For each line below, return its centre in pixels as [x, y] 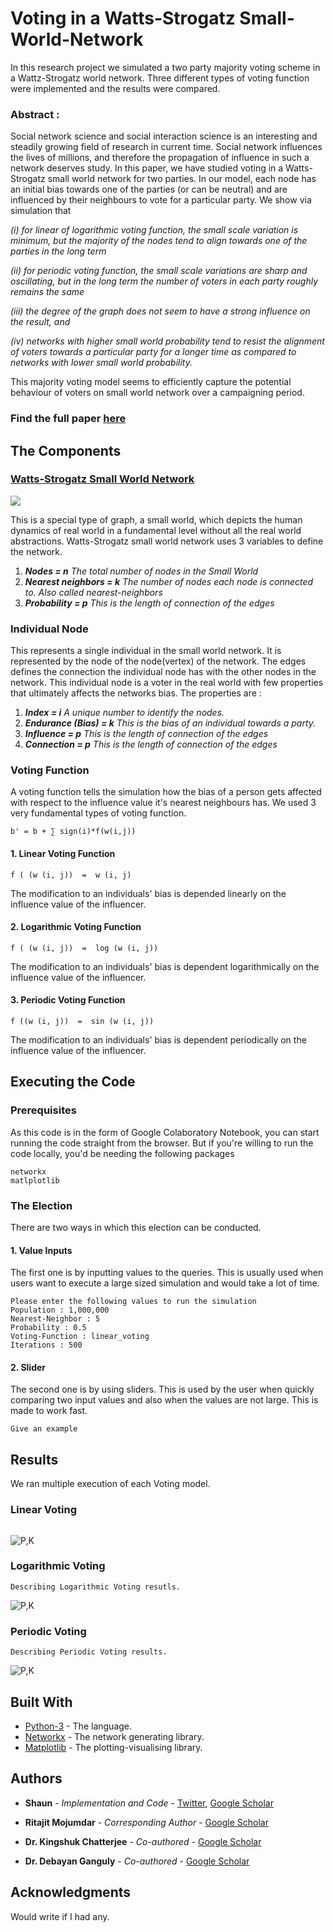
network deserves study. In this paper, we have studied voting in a [147, 168]
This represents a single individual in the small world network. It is [146, 651]
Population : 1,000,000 [60, 1310]
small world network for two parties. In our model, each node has [182, 179]
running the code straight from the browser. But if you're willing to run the [162, 1143]
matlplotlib [35, 1180]
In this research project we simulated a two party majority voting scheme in [165, 67]
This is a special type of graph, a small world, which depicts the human [156, 519]
